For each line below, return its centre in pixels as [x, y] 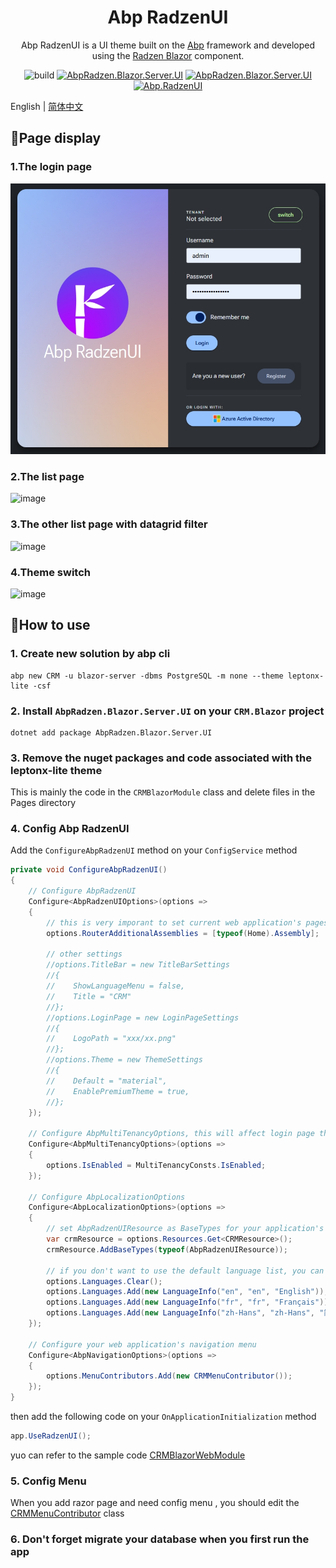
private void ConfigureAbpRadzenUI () [89, 870]
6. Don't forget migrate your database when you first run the [160, 1539]
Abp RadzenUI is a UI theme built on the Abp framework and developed [168, 45]
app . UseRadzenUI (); [51, 1436]
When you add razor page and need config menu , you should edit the [155, 1503]
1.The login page [51, 167]
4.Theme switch [50, 572]
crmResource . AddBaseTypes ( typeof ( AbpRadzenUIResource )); [167, 1249]
